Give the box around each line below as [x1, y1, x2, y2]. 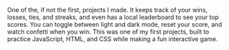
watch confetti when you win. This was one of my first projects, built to [7, 27, 210, 36]
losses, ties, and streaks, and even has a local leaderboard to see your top [7, 13, 219, 21]
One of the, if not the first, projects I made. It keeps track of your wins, [7, 6, 208, 14]
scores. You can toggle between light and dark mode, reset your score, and [7, 21, 223, 28]
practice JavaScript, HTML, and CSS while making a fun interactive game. [7, 35, 218, 43]
